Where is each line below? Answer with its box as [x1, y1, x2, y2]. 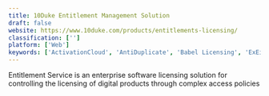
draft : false [8, 19, 52, 27]
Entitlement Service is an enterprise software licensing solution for [8, 71, 228, 79]
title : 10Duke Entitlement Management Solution [8, 11, 171, 20]
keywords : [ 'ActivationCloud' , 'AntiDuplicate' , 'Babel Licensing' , [8, 48, 242, 56]
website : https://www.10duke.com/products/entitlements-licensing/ [8, 26, 239, 34]
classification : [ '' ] [8, 33, 81, 42]
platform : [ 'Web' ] [8, 41, 70, 49]
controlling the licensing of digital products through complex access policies [8, 79, 260, 88]
